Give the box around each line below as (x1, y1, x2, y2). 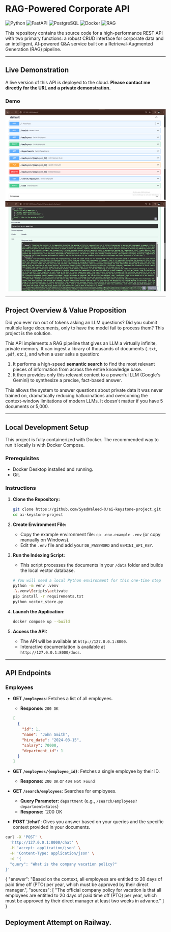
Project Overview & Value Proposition (5, 306, 127, 315)
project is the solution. (5, 330, 52, 337)
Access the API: (12, 628, 47, 634)
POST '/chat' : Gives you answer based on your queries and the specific (12, 819, 164, 825)
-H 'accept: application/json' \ (10, 846, 81, 851)
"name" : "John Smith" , (22, 732, 70, 737)
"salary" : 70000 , (22, 743, 59, 748)
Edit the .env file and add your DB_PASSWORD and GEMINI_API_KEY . (20, 542, 154, 548)
